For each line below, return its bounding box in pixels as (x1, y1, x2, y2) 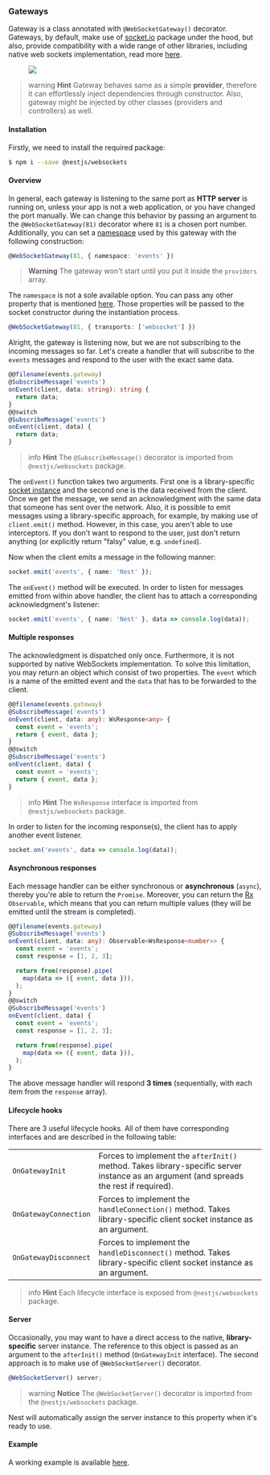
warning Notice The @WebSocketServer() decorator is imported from (27, 1388, 253, 1398)
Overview (8, 175, 42, 185)
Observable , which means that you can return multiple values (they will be (8, 898, 252, 908)
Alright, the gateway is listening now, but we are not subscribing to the (8, 338, 241, 347)
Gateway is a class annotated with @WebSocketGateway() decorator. (8, 24, 227, 34)
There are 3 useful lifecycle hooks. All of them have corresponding (8, 1123, 229, 1133)
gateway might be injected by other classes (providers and (27, 98, 223, 107)
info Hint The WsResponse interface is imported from (27, 797, 198, 807)
